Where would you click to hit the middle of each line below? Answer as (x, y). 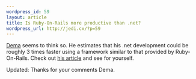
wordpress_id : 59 (28, 12)
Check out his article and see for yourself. (82, 58)
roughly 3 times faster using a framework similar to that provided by (90, 52)
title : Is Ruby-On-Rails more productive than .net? (74, 23)
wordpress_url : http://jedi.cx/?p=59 (54, 28)
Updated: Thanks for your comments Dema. (61, 70)
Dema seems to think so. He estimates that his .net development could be (97, 45)
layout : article (26, 17)
